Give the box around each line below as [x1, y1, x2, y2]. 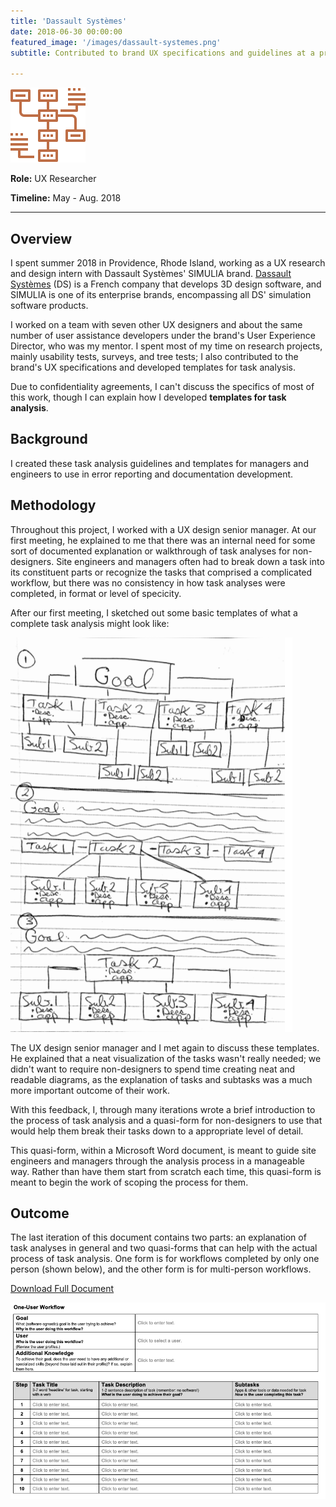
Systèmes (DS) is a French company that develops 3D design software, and [10, 278, 322, 290]
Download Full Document [10, 1283, 115, 1295]
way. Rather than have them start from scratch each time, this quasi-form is [10, 1165, 322, 1177]
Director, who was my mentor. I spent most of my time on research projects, [10, 340, 323, 352]
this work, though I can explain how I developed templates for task [10, 391, 287, 403]
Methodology [10, 497, 97, 514]
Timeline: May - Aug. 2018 [10, 192, 122, 204]
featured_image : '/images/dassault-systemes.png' [10, 37, 222, 47]
